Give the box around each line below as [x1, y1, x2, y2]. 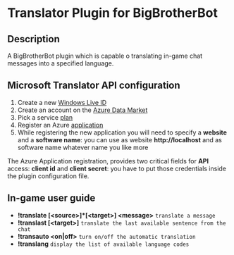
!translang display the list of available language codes [17, 240, 190, 248]
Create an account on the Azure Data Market [17, 106, 148, 114]
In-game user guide [7, 192, 96, 204]
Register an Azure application [17, 120, 104, 129]
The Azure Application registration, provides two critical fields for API [7, 156, 209, 165]
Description [7, 33, 60, 45]
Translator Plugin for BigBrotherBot [7, 5, 218, 21]
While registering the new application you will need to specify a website [17, 128, 228, 137]
